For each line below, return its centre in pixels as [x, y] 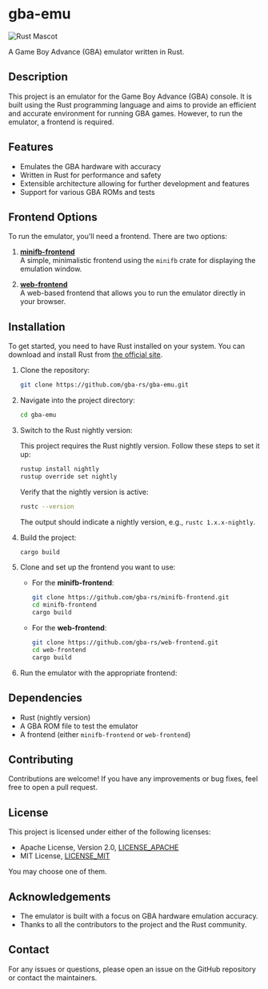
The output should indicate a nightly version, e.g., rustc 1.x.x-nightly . [138, 521]
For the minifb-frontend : [73, 583]
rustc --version [47, 506]
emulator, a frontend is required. [61, 122]
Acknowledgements [60, 896]
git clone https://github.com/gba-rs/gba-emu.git [104, 385]
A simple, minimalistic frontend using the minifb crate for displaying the [138, 261]
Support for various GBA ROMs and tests [87, 192]
